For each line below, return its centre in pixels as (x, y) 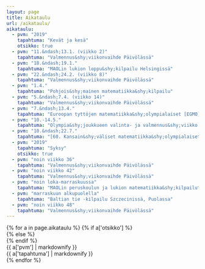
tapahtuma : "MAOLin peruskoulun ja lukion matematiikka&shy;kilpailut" (110, 188)
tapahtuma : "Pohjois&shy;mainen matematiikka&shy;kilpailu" (95, 91)
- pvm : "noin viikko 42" (43, 171)
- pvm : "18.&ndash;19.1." (45, 63)
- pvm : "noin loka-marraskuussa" (54, 182)
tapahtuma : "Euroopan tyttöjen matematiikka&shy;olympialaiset (99, 114)
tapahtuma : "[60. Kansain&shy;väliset (67, 137)
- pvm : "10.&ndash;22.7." (45, 131)
